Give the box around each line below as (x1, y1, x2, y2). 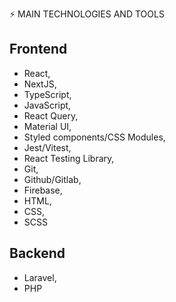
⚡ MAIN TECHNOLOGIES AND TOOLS (9, 8, 165, 20)
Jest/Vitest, (23, 141, 72, 153)
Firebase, (23, 184, 63, 196)
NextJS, (23, 78, 57, 90)
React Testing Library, (23, 152, 115, 164)
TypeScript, (23, 88, 72, 100)
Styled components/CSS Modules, (23, 131, 166, 143)
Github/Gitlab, (23, 173, 82, 185)
